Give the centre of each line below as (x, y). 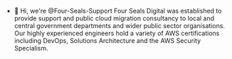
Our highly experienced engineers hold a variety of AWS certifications (117, 33)
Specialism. (31, 48)
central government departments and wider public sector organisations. (120, 26)
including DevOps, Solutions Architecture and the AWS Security (107, 41)
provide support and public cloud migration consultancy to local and (114, 18)
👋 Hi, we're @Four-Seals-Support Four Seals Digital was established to (118, 11)
